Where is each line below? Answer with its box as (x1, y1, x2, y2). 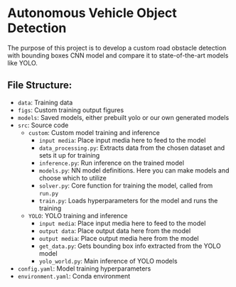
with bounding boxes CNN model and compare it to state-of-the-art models (7, 51, 229, 60)
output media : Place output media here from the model (38, 234, 199, 242)
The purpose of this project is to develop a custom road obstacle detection (7, 43, 227, 52)
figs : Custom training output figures (17, 105, 124, 114)
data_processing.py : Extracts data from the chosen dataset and (38, 143, 225, 152)
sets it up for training (38, 151, 100, 159)
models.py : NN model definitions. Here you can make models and (38, 166, 230, 175)
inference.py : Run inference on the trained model (38, 158, 185, 167)
